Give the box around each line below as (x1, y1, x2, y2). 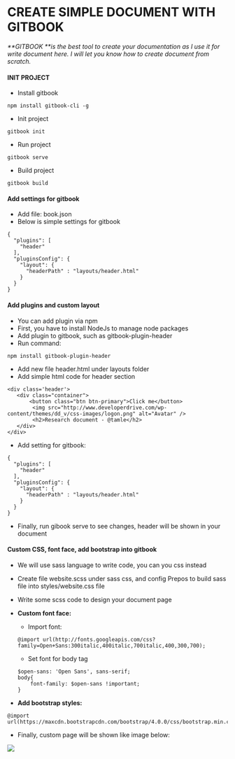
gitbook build (7, 180, 49, 187)
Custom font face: (17, 608, 72, 617)
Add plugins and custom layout (7, 300, 100, 309)
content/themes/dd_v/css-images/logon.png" (7, 410, 136, 417)
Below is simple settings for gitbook (17, 218, 121, 226)
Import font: (27, 622, 62, 631)
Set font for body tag (27, 654, 89, 662)
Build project (17, 166, 55, 175)
